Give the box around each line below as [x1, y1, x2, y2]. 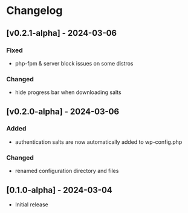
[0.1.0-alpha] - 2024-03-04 [6, 184, 113, 195]
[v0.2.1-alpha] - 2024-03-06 [6, 28, 117, 38]
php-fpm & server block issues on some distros [15, 59, 134, 67]
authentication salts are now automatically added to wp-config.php [15, 138, 183, 146]
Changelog [6, 4, 63, 18]
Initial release [15, 201, 48, 208]
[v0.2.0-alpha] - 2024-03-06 [6, 106, 120, 117]
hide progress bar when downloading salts [15, 89, 122, 96]
